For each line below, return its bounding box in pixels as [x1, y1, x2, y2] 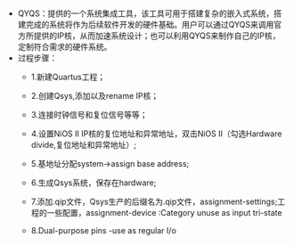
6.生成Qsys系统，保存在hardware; [30, 177, 157, 188]
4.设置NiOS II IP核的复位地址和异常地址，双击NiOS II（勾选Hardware [30, 128, 282, 139]
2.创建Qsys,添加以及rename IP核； [30, 91, 159, 102]
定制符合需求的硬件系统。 [17, 42, 112, 53]
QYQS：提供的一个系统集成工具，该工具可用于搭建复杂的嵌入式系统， [17, 8, 274, 19]
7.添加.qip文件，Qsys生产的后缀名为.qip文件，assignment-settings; [30, 196, 278, 208]
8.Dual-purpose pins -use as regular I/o [30, 225, 176, 236]
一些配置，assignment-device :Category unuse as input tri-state [46, 208, 282, 218]
